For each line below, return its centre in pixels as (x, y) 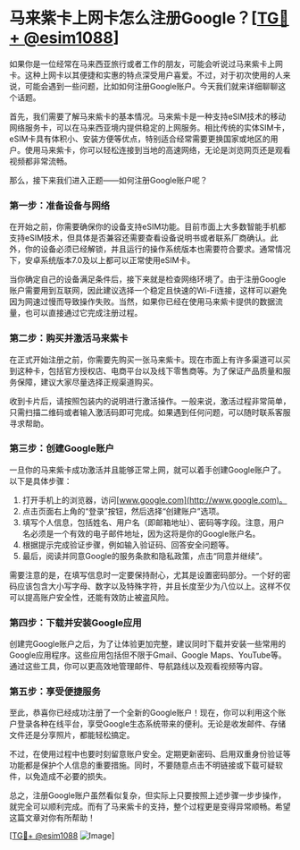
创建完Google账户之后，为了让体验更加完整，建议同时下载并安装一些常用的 (148, 644)
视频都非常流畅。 (41, 161)
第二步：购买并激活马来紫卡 (69, 338)
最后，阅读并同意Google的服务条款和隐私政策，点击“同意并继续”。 (145, 556)
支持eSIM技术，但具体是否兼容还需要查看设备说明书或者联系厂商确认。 (140, 238)
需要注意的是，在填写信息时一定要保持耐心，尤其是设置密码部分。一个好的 (146, 574)
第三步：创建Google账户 (62, 448)
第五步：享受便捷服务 (55, 692)
